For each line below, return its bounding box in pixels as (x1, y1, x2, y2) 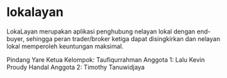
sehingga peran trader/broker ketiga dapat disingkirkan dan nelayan (26, 34, 220, 42)
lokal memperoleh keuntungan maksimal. (6, 42, 124, 50)
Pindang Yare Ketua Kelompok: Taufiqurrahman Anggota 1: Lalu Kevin (6, 55, 205, 63)
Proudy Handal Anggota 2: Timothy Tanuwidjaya (6, 63, 145, 71)
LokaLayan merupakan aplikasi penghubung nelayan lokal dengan (6, 27, 196, 36)
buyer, (6, 34, 25, 42)
